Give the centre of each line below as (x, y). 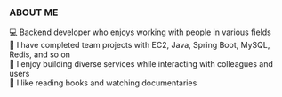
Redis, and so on (40, 54)
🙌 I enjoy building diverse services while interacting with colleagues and (141, 64)
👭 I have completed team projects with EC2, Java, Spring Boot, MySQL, (140, 45)
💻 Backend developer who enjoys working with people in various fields (140, 32)
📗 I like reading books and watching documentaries (103, 83)
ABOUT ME (34, 12)
